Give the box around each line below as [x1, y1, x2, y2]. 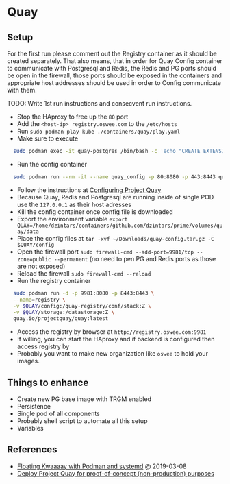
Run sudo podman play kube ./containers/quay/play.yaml [16, 128, 181, 135]
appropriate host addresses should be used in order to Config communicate [7, 79, 221, 86]
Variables [16, 424, 44, 432]
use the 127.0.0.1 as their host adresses [16, 200, 132, 208]
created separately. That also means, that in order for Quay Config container [7, 57, 222, 65]
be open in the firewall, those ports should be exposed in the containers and [7, 71, 222, 80]
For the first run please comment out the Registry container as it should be [7, 49, 217, 58]
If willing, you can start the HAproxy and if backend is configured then [16, 335, 215, 343]
